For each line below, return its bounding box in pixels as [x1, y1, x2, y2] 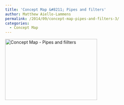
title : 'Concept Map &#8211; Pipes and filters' [5, 7, 106, 12]
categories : [5, 21, 29, 26]
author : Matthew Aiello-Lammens [5, 12, 71, 17]
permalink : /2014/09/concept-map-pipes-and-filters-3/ [5, 16, 120, 21]
